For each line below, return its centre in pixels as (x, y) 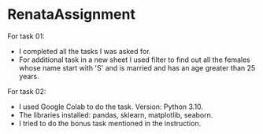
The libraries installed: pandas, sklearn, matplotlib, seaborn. (116, 114)
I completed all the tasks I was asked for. (85, 51)
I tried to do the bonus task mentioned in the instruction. (110, 123)
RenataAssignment (71, 14)
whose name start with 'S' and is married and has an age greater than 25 (137, 67)
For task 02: (27, 91)
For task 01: (26, 36)
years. (29, 76)
